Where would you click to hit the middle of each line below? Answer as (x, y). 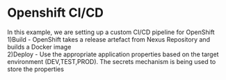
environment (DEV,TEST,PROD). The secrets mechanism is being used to (112, 61)
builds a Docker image (39, 47)
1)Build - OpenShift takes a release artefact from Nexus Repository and (109, 39)
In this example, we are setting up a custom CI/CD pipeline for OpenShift (111, 32)
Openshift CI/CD (56, 13)
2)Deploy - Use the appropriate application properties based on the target (113, 54)
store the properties (36, 69)
